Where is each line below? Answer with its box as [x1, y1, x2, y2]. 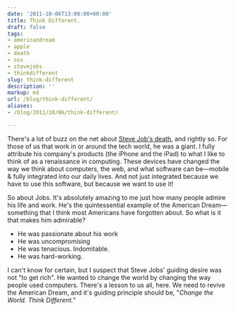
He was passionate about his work [17, 229, 119, 237]
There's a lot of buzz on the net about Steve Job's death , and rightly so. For [7, 134, 228, 143]
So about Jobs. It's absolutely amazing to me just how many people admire [7, 193, 226, 201]
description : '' [7, 83, 55, 90]
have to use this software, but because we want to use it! [7, 180, 174, 188]
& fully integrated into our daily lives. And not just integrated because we [7, 172, 219, 180]
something [7, 208, 39, 216]
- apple [7, 43, 30, 50]
